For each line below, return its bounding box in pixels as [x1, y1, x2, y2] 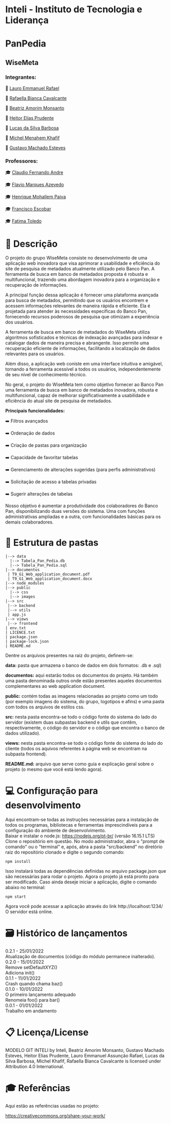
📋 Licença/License [5, 1027, 89, 1039]
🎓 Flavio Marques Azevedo [5, 182, 64, 188]
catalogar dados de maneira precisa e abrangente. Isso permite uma [5, 340, 149, 346]
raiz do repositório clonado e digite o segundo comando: [5, 849, 125, 855]
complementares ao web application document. [5, 683, 106, 689]
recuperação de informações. [5, 282, 68, 288]
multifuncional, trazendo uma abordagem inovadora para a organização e [5, 276, 160, 283]
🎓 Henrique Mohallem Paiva [5, 193, 66, 200]
